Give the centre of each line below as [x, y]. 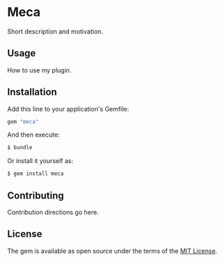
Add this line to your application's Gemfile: [68, 109]
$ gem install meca [36, 174]
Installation [32, 92]
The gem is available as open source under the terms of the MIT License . [112, 251]
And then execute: [33, 135]
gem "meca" [23, 122]
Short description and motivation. [55, 31]
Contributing [36, 195]
